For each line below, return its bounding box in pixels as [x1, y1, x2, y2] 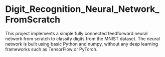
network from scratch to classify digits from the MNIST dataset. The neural [5, 36, 160, 42]
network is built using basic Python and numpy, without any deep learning [5, 41, 158, 47]
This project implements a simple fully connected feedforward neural [5, 30, 148, 36]
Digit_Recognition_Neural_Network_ [5, 3, 159, 15]
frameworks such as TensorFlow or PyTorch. [5, 46, 98, 52]
